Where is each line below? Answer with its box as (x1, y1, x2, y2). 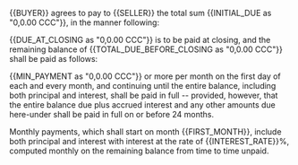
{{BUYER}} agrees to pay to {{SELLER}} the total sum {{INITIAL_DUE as (9, 8, 272, 18)
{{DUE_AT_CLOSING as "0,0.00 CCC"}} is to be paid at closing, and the (9, 35, 271, 45)
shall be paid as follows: (9, 54, 98, 64)
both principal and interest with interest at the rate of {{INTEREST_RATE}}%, (9, 136, 290, 146)
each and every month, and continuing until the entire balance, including (9, 81, 277, 91)
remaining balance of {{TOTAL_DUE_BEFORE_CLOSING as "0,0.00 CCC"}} (9, 44, 284, 55)
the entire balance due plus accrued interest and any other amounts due (9, 100, 276, 110)
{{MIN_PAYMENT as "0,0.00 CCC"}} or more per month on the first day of (9, 71, 282, 82)
